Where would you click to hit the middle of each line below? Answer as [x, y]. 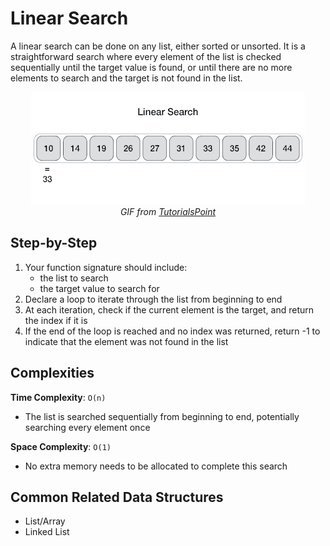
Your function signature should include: [106, 267]
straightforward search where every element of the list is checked [146, 56]
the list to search [74, 278]
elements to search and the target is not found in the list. [126, 78]
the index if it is [56, 320]
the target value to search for [99, 288]
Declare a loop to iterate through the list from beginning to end [153, 299]
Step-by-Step [54, 243]
